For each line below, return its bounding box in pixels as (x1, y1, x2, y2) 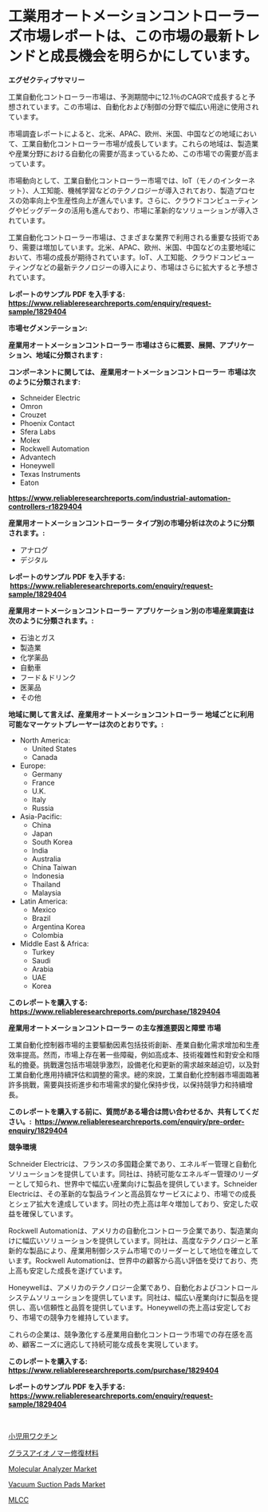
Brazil (31, 913, 51, 923)
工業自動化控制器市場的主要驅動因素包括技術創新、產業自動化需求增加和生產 (8, 1040, 260, 1049)
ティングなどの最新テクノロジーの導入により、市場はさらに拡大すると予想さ (8, 262, 259, 272)
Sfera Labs (19, 427, 56, 436)
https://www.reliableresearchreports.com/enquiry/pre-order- (34, 1116, 245, 1126)
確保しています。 (22, 1209, 78, 1219)
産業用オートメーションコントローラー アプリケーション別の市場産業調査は (8, 605, 254, 615)
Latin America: (19, 896, 68, 906)
